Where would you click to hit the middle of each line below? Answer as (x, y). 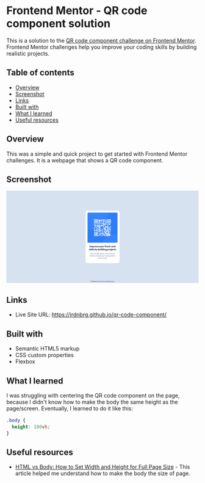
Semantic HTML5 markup (47, 349)
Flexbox (25, 361)
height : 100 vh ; (31, 427)
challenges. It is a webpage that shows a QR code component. (85, 160)
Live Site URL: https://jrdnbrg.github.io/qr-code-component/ (91, 314)
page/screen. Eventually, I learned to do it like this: (70, 408)
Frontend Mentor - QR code (77, 11)
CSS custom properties (45, 355)
